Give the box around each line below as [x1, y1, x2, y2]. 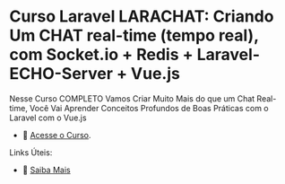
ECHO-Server [9, 64, 114, 84]
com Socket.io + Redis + [9, 45, 194, 65]
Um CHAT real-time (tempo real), [9, 25, 259, 46]
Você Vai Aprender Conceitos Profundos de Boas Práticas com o [30, 102, 269, 113]
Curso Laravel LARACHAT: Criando [9, 6, 274, 27]
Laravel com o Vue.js [9, 112, 87, 123]
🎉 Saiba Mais [22, 164, 71, 175]
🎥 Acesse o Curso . [22, 129, 91, 140]
